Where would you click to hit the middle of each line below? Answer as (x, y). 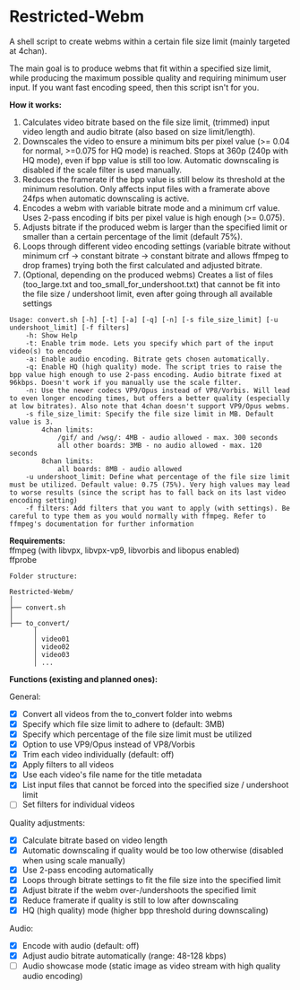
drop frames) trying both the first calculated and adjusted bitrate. (142, 265)
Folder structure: (43, 576)
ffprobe (23, 559)
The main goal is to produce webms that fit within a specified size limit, (140, 68)
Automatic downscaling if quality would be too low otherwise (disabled (153, 850)
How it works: (36, 104)
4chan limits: (68, 429)
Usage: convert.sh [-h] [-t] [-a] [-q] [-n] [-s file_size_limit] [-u (144, 320)
